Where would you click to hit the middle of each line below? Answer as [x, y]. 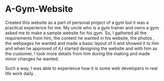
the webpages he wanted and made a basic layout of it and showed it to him [82, 43]
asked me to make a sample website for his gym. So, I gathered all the [76, 33]
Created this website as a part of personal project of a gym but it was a [77, 22]
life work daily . [20, 73]
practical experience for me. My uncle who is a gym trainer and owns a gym [82, 27]
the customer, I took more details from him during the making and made [78, 53]
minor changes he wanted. [32, 59]
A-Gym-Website [39, 9]
